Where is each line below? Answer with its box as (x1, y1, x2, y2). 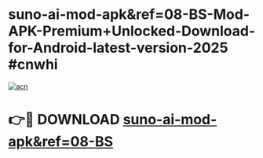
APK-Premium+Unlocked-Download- (8, 22, 256, 40)
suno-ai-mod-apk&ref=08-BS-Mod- (8, 6, 250, 24)
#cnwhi (8, 56, 58, 74)
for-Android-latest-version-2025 (8, 39, 228, 57)
